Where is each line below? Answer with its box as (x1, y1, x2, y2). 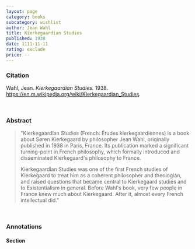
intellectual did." (20, 197, 60, 204)
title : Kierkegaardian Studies (6, 30, 82, 36)
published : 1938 (6, 36, 46, 41)
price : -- (6, 52, 30, 58)
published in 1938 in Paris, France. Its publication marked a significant (20, 142, 189, 149)
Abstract (6, 116, 32, 124)
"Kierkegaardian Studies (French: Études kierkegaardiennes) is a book (20, 129, 190, 137)
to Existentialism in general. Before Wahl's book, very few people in (20, 184, 183, 191)
